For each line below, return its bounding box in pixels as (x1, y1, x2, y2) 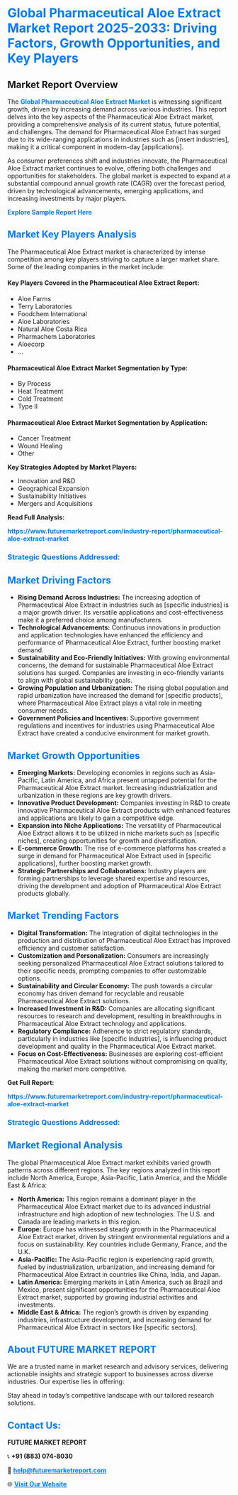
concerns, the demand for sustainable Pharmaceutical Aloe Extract (17, 661, 214, 669)
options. (17, 973, 42, 982)
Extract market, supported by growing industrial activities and (17, 1292, 198, 1301)
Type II (17, 402, 38, 411)
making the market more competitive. (17, 1064, 127, 1073)
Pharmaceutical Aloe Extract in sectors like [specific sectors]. (17, 1323, 198, 1332)
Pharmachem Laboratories (17, 333, 96, 341)
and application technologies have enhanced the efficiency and (17, 631, 203, 639)
